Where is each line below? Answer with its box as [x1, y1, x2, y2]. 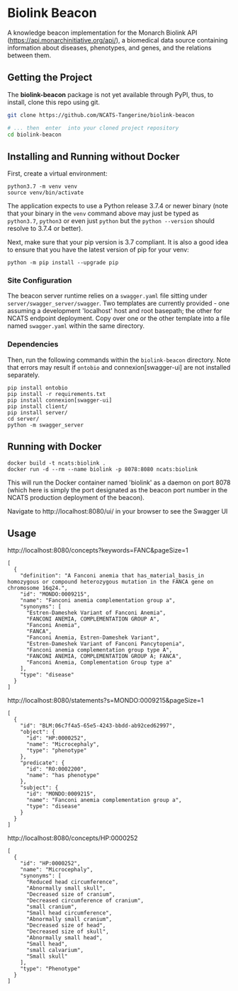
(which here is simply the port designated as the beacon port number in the [7, 485, 228, 494]
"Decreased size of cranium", [25, 891, 115, 898]
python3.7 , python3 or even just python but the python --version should [7, 217, 215, 225]
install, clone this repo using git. [7, 98, 101, 106]
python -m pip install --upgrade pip [7, 259, 119, 266]
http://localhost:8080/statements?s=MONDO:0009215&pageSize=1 [7, 696, 204, 705]
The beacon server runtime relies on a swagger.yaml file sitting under [7, 292, 208, 300]
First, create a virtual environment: [7, 169, 108, 178]
